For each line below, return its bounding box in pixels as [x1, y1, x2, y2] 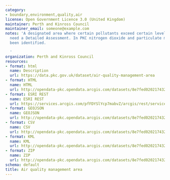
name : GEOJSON [10, 111, 39, 116]
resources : [5, 59, 28, 64]
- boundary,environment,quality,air [5, 12, 82, 17]
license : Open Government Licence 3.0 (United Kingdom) [5, 17, 125, 22]
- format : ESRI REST [5, 92, 49, 97]
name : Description [10, 68, 49, 73]
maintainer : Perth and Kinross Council [5, 21, 90, 27]
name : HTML [10, 82, 33, 87]
